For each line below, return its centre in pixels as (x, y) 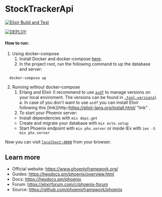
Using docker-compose (36, 54)
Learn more (23, 157)
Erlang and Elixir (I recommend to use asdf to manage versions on (85, 92)
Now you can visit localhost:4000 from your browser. (58, 142)
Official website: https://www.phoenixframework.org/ (65, 169)
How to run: (17, 43)
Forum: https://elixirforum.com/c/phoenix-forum (60, 184)
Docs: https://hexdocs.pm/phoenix (46, 179)
